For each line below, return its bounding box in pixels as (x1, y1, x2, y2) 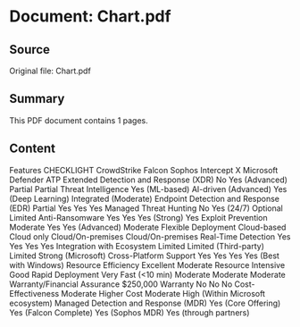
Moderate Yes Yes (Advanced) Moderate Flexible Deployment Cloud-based (9, 222, 287, 232)
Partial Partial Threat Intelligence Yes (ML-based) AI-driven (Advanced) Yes (9, 183, 287, 194)
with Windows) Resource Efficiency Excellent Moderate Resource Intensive (9, 259, 286, 270)
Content (9, 141, 56, 156)
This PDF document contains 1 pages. (9, 114, 149, 126)
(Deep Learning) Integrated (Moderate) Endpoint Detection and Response (9, 193, 279, 204)
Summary (9, 91, 65, 106)
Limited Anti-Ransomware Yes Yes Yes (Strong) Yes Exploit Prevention (9, 212, 268, 222)
